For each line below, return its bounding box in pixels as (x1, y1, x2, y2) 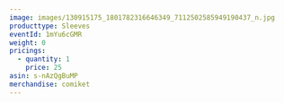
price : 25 (25, 64, 63, 73)
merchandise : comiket (9, 80, 91, 89)
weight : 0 (9, 38, 47, 47)
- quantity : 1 (17, 55, 70, 64)
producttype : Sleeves (9, 21, 91, 30)
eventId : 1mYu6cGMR (9, 30, 83, 39)
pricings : (9, 47, 47, 56)
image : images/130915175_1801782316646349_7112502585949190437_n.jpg (9, 13, 276, 22)
